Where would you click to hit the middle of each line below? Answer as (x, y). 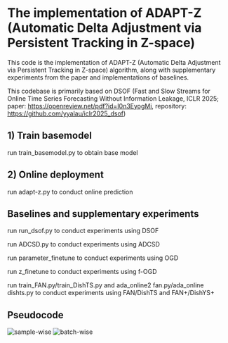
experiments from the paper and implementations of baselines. (98, 77)
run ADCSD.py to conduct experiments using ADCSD (83, 244)
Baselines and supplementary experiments (103, 214)
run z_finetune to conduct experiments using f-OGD (82, 272)
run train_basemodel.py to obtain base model (73, 152)
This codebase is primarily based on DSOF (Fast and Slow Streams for (109, 91)
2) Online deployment (55, 175)
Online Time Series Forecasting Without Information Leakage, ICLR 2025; (113, 98)
